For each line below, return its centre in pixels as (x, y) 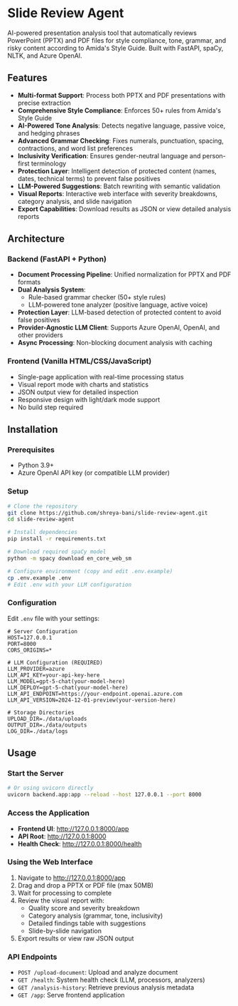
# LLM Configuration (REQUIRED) (55, 662)
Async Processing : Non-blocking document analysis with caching (115, 343)
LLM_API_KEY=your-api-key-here (54, 675)
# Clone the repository (43, 506)
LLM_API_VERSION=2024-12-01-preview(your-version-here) (92, 700)
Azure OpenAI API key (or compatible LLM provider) (94, 473)
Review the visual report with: (61, 900)
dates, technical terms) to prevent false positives (89, 178)
